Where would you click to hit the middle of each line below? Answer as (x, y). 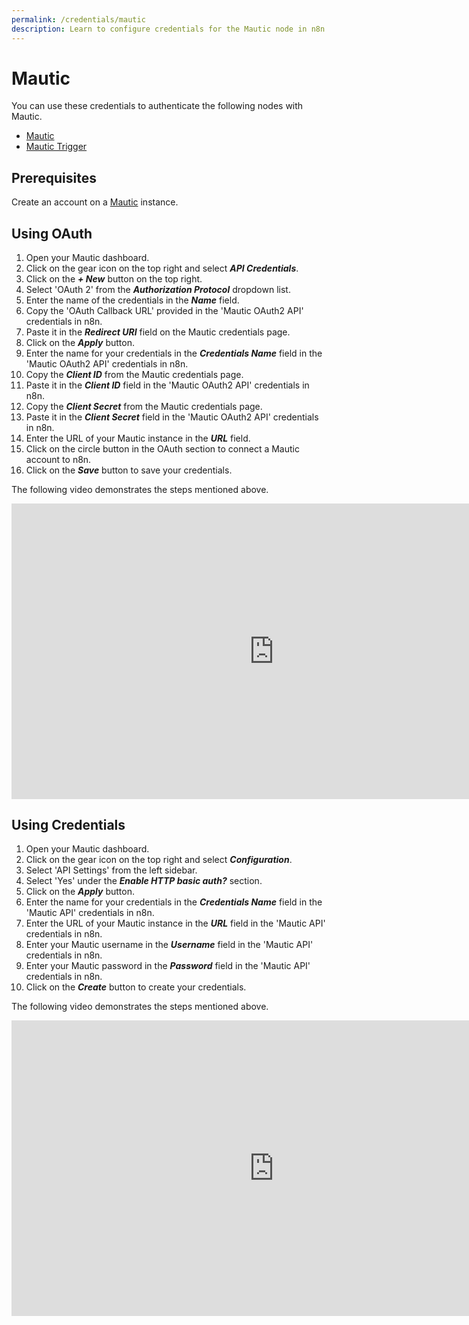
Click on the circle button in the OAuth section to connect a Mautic (162, 449)
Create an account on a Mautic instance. (95, 202)
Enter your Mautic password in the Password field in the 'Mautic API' (168, 966)
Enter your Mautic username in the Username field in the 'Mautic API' (169, 945)
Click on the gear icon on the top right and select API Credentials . (162, 268)
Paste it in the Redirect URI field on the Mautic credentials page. (158, 332)
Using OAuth (52, 233)
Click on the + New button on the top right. (114, 279)
